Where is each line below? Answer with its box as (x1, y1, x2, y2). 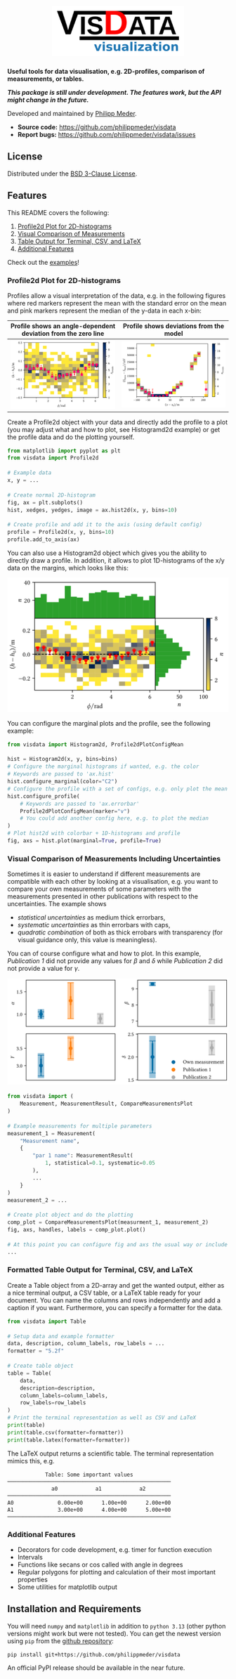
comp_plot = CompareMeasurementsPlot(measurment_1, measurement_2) (7, 1219, 209, 1226)
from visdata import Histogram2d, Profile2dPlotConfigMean (7, 740, 184, 748)
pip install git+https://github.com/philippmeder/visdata (7, 1651, 181, 1658)
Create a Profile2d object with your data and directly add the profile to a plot (7, 417, 228, 426)
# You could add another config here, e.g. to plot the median (20, 815, 209, 822)
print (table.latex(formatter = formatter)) (7, 1436, 131, 1444)
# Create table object (7, 1362, 74, 1370)
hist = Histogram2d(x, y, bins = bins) (7, 756, 118, 763)
